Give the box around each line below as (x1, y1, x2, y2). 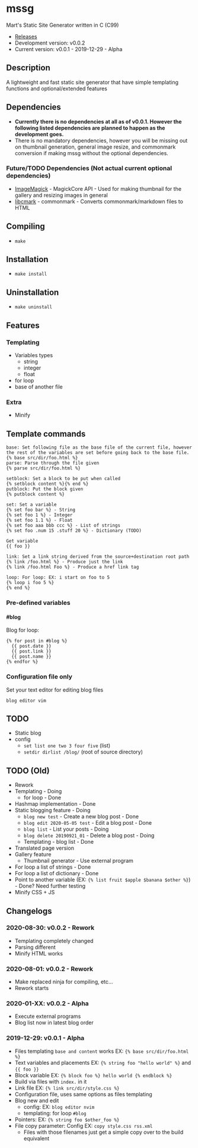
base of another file (14, 383, 63, 390)
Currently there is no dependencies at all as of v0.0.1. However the (14, 118, 182, 125)
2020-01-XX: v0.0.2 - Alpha (6, 999, 89, 1008)
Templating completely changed (14, 937, 94, 944)
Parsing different (14, 944, 56, 951)
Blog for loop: (6, 626, 40, 634)
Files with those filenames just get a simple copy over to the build (23, 1128, 184, 1136)
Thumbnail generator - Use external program (23, 857, 133, 865)
